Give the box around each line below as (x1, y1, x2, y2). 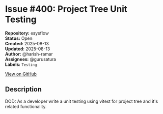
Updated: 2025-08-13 (5, 46, 50, 52)
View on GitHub (5, 71, 37, 77)
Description (5, 85, 42, 94)
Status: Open (5, 35, 33, 41)
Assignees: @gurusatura (5, 56, 56, 62)
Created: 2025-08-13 (5, 40, 49, 46)
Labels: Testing (5, 61, 37, 67)
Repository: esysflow (5, 30, 49, 36)
